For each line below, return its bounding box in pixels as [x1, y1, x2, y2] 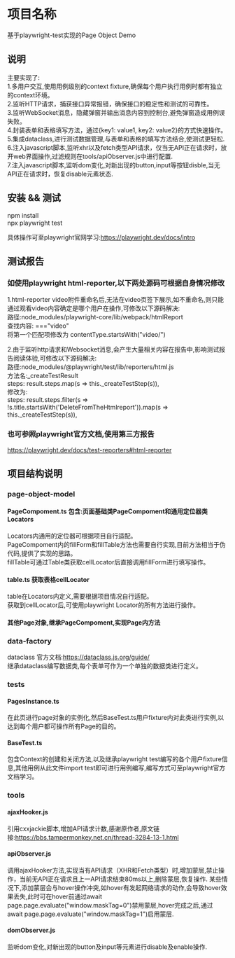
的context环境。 [7, 90, 54, 99]
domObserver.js [7, 926, 56, 935]
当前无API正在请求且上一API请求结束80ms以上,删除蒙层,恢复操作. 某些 [19, 875, 222, 883]
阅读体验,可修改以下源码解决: [13, 354, 97, 363]
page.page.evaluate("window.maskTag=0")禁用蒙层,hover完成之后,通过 [7, 901, 213, 909]
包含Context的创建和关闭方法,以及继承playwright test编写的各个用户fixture [7, 755, 222, 763]
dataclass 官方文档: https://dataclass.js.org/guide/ [7, 653, 150, 662]
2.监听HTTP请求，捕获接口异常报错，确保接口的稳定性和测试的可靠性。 [7, 99, 213, 108]
